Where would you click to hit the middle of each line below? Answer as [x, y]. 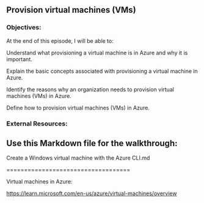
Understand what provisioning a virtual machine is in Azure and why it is [97, 53]
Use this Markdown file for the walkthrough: [92, 143]
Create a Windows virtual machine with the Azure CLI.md [78, 158]
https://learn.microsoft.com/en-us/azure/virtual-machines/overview [92, 194]
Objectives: [24, 28]
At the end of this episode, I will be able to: [60, 41]
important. [19, 59]
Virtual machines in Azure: [39, 182]
